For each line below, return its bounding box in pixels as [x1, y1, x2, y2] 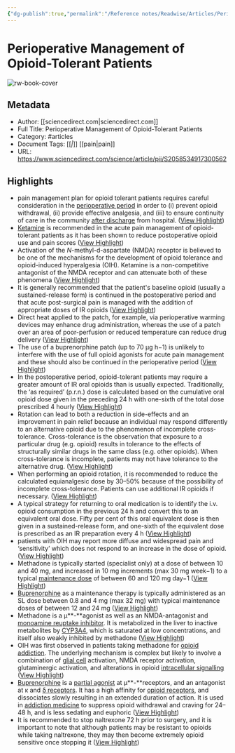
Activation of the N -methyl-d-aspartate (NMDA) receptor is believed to [17, 246, 222, 255]
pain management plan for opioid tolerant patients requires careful [17, 194, 209, 202]
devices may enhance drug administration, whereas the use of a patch [17, 321, 221, 329]
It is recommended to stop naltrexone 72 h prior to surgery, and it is [17, 716, 212, 724]
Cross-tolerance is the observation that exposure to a [48, 432, 203, 441]
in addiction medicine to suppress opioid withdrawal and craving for [17, 701, 213, 709]
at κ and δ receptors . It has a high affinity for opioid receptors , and [17, 686, 209, 695]
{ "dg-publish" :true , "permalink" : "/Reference [7, 10, 139, 18]
